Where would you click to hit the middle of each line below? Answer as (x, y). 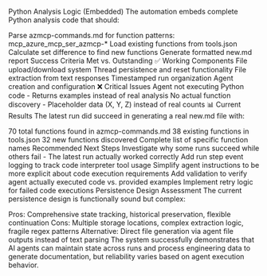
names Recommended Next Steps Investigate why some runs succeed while (134, 148)
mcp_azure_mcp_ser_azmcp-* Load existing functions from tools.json (123, 44)
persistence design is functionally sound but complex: (97, 199)
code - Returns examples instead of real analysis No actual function (120, 95)
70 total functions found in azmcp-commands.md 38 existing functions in (129, 131)
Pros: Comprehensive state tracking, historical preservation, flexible (120, 214)
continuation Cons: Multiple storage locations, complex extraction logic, (126, 223)
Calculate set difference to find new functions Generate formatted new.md (130, 52)
